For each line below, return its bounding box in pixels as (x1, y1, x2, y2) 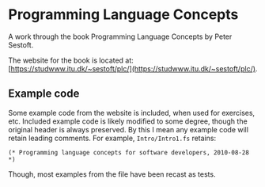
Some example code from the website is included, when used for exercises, (8, 108, 256, 117)
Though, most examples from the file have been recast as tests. (8, 169, 216, 179)
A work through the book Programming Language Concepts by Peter (8, 32, 233, 41)
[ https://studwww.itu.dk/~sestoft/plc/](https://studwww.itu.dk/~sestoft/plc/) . (8, 63, 258, 73)
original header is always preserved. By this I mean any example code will (8, 124, 249, 134)
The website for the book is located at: (8, 55, 134, 65)
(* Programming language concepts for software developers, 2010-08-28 (8, 148, 249, 156)
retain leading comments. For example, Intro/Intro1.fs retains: (8, 133, 216, 143)
